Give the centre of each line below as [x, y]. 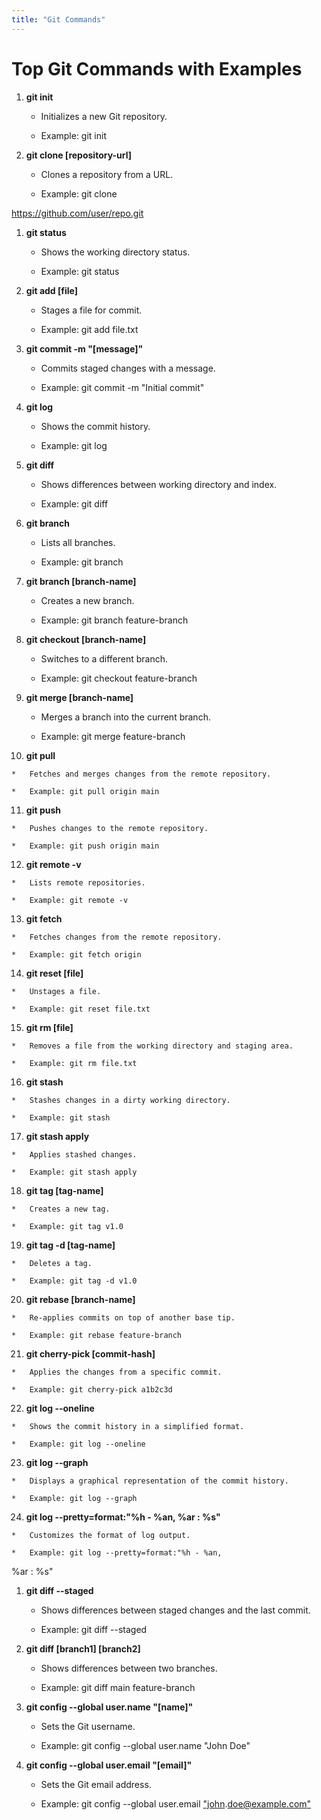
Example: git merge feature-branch [113, 736]
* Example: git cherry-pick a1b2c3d [92, 1389]
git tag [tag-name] [64, 1190]
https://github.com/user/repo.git [77, 213]
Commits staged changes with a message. [128, 368]
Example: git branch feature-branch [114, 620]
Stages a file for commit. [91, 310]
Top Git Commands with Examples [157, 68]
